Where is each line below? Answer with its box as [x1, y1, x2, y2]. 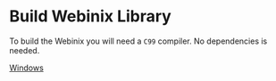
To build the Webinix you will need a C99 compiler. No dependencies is [9, 36, 268, 46]
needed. [9, 45, 40, 55]
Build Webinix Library [9, 6, 171, 27]
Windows [9, 62, 45, 73]
